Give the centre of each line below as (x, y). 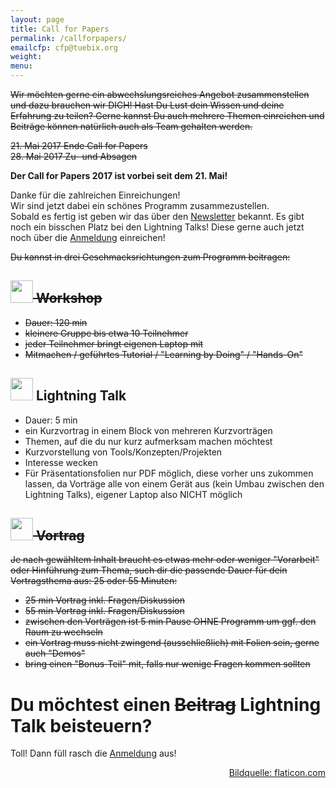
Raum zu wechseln (63, 632)
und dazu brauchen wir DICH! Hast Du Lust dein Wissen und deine (147, 105)
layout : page (37, 19)
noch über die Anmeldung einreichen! (88, 237)
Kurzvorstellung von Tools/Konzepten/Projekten (123, 452)
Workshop (69, 298)
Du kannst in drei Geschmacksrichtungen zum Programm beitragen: (150, 257)
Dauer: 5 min (51, 420)
